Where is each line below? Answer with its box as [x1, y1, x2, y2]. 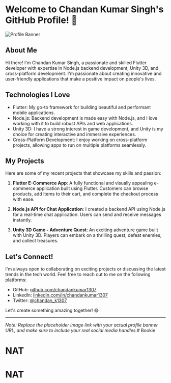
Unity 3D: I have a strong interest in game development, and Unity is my [12, 126, 164, 132]
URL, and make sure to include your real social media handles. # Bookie [5, 327, 156, 334]
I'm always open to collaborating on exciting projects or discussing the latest [5, 266, 166, 272]
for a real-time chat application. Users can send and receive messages [12, 211, 161, 217]
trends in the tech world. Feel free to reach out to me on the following [5, 271, 151, 278]
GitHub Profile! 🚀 [5, 14, 77, 26]
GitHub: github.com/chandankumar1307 [12, 287, 97, 293]
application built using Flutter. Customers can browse [36, 185, 149, 191]
